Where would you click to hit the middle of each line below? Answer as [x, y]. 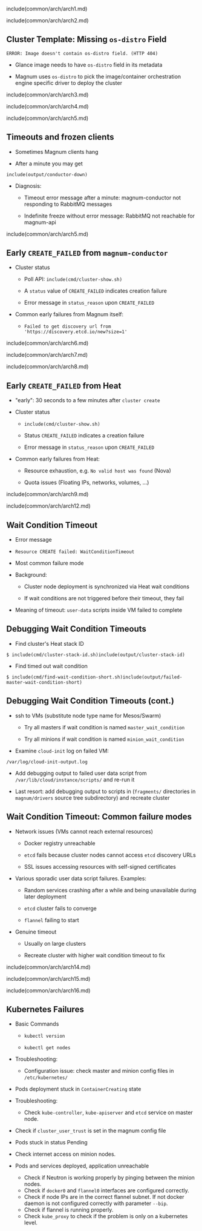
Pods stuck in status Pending [51, 1143]
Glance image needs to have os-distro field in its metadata [89, 65]
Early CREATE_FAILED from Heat [64, 386]
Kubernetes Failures [45, 1009]
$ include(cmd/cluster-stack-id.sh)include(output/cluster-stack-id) [96, 655]
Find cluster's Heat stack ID [50, 643]
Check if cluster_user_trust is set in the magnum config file [90, 1131]
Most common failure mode [49, 563]
